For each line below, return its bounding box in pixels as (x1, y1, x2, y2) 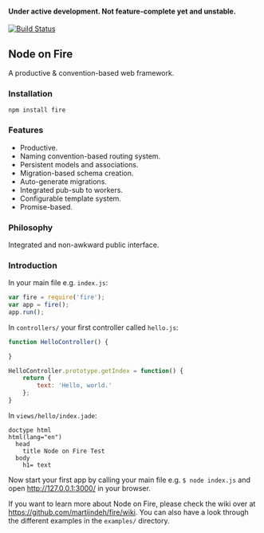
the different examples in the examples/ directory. (8, 515, 170, 525)
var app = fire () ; (8, 301, 69, 309)
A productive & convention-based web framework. (8, 69, 175, 78)
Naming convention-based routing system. (19, 151, 161, 161)
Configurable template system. (19, 194, 122, 203)
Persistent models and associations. (19, 159, 139, 169)
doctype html (8, 426, 52, 434)
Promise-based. (19, 202, 73, 211)
